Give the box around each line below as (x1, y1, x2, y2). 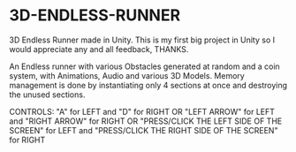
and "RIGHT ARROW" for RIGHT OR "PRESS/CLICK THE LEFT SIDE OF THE (9, 116, 283, 126)
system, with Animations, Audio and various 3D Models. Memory (9, 70, 245, 80)
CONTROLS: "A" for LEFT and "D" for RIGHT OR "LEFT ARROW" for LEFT (9, 106, 276, 117)
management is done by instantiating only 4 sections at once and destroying (9, 80, 288, 90)
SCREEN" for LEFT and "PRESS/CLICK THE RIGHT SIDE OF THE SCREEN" (9, 125, 278, 135)
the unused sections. (9, 89, 86, 100)
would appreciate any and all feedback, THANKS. (9, 43, 189, 54)
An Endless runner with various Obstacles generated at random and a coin (9, 61, 280, 72)
